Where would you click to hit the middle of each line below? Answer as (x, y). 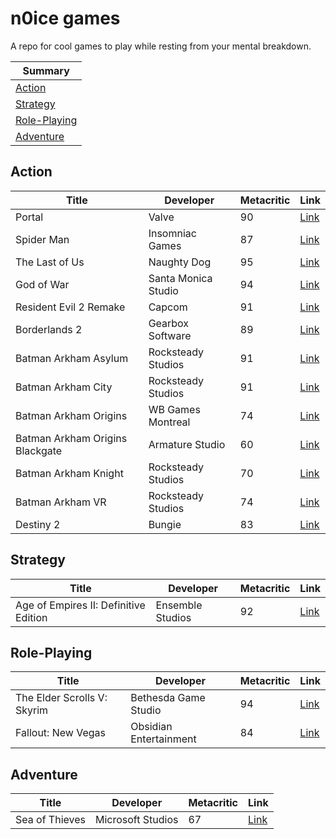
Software (170, 335)
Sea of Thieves (50, 820)
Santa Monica (180, 278)
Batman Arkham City (64, 387)
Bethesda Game (168, 698)
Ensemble (179, 605)
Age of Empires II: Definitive (80, 605)
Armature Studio (187, 444)
